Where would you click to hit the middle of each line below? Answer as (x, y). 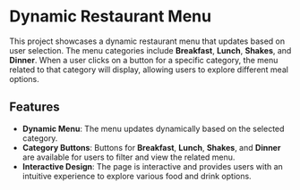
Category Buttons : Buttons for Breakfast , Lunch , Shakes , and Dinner (151, 147)
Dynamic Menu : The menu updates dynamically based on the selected (153, 128)
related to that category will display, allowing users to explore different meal (149, 70)
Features (34, 107)
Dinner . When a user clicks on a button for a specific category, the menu (144, 60)
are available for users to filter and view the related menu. (129, 157)
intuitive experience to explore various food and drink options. (137, 176)
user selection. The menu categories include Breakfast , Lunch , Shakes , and (150, 50)
